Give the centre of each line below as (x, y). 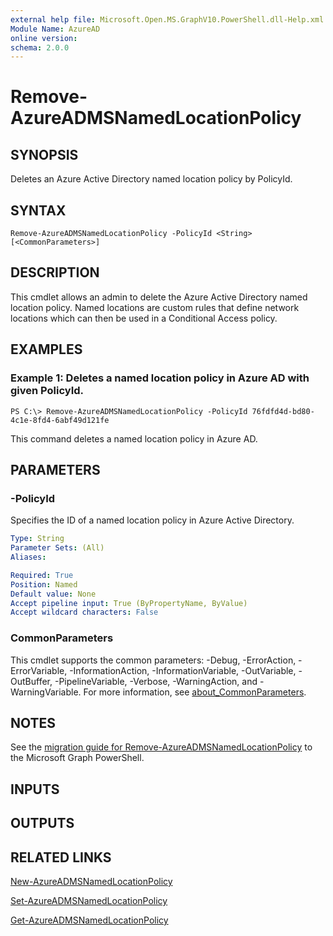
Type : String (37, 539)
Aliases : (28, 557)
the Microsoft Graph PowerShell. (77, 758)
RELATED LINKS (61, 857)
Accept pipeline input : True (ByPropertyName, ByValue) (129, 603)
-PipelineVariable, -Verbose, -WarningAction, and (156, 681)
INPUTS (35, 789)
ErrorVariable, (39, 670)
